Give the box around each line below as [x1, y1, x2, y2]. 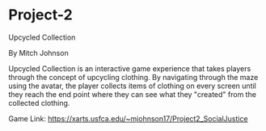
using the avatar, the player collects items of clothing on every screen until [8, 81, 256, 91]
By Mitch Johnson [8, 48, 69, 57]
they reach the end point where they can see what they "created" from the [8, 89, 257, 99]
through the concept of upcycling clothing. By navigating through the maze [8, 72, 259, 82]
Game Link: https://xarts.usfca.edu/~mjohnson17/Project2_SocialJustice [8, 113, 248, 123]
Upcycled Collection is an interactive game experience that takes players [8, 63, 251, 74]
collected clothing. [8, 98, 70, 108]
